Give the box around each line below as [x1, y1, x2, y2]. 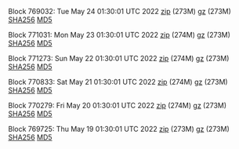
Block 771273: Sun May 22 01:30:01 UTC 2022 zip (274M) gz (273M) [8, 54, 230, 63]
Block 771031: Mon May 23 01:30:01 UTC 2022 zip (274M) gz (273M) [8, 31, 231, 39]
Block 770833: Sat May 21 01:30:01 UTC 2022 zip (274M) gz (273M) [8, 78, 229, 86]
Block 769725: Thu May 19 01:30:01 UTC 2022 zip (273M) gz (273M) [8, 125, 230, 133]
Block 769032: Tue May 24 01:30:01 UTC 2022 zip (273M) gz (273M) [8, 7, 231, 16]
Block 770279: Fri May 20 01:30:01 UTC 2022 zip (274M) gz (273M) [8, 101, 227, 110]
